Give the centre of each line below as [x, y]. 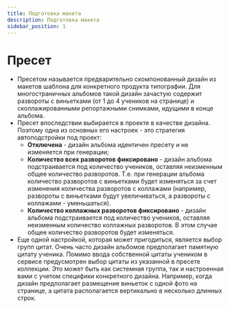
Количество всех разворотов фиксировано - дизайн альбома [119, 159]
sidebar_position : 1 [37, 26]
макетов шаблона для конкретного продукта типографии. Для [108, 87]
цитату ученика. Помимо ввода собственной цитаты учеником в [112, 254]
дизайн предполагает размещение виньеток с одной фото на [107, 284]
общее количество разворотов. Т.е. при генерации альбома [116, 174]
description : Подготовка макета [53, 20]
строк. [26, 298]
